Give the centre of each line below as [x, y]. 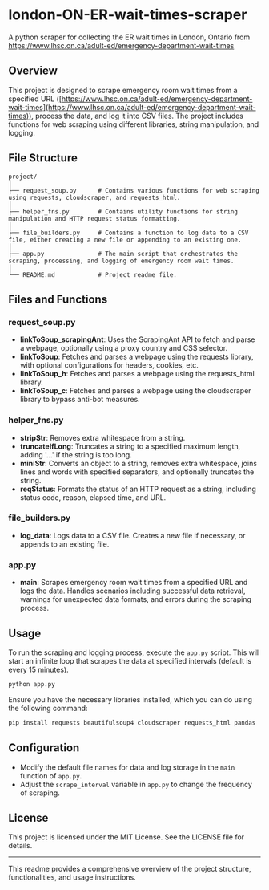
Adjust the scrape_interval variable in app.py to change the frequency [136, 784]
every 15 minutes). [39, 669]
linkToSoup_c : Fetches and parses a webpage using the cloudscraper [135, 391]
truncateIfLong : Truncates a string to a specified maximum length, [130, 446]
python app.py [32, 684]
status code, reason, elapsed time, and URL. [93, 497]
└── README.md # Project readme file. [93, 274]
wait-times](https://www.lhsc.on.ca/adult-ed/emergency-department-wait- [132, 107]
